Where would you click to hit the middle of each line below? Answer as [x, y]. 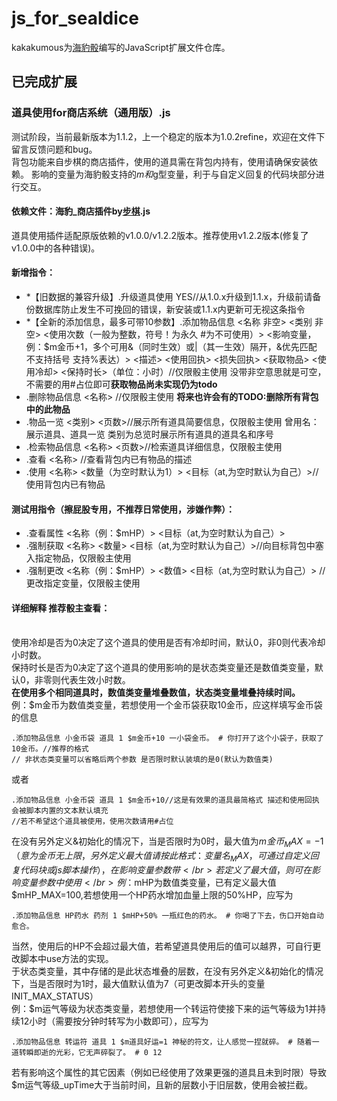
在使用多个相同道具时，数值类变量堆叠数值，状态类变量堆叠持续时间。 [156, 693]
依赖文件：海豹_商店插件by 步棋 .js [81, 211]
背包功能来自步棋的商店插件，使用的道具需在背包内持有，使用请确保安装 [160, 161]
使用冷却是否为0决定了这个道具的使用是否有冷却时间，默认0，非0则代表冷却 [168, 643]
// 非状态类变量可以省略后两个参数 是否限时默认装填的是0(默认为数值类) [142, 760]
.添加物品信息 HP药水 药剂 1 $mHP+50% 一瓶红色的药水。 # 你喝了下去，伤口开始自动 [167, 916]
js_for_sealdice [75, 18]
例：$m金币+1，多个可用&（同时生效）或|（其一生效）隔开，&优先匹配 [171, 347]
